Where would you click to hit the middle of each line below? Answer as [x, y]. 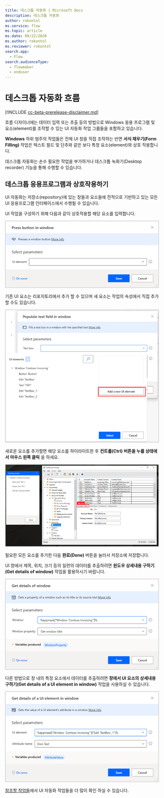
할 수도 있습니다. [21, 302]
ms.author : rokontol [26, 42]
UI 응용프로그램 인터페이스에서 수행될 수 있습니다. [52, 203]
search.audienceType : [27, 62]
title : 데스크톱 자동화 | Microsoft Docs [44, 10]
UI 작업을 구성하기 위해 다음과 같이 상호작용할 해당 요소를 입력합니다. [70, 213]
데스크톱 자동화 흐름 [43, 98]
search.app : [17, 51]
